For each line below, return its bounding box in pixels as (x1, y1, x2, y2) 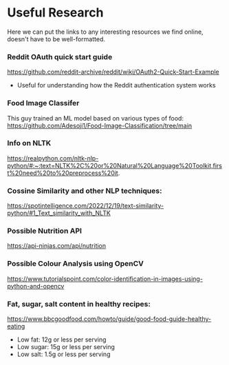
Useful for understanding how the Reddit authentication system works (17, 81, 216, 90)
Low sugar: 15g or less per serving (17, 343, 116, 351)
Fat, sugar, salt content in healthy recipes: (7, 299, 151, 309)
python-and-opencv (7, 282, 65, 290)
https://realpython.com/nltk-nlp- (7, 154, 99, 163)
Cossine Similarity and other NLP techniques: (7, 186, 162, 196)
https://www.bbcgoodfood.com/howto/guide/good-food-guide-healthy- (7, 315, 212, 323)
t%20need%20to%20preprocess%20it (7, 169, 118, 177)
